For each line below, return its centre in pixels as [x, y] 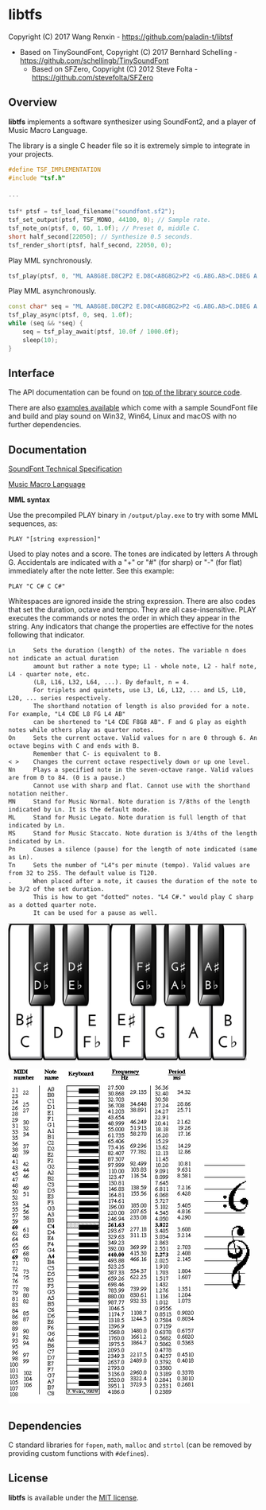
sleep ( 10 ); [40, 340]
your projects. [31, 154]
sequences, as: [33, 523]
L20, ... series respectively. [60, 699]
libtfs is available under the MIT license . [73, 1497]
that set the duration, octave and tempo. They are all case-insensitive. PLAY [132, 609]
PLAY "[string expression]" [55, 539]
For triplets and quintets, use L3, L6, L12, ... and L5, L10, [140, 691]
